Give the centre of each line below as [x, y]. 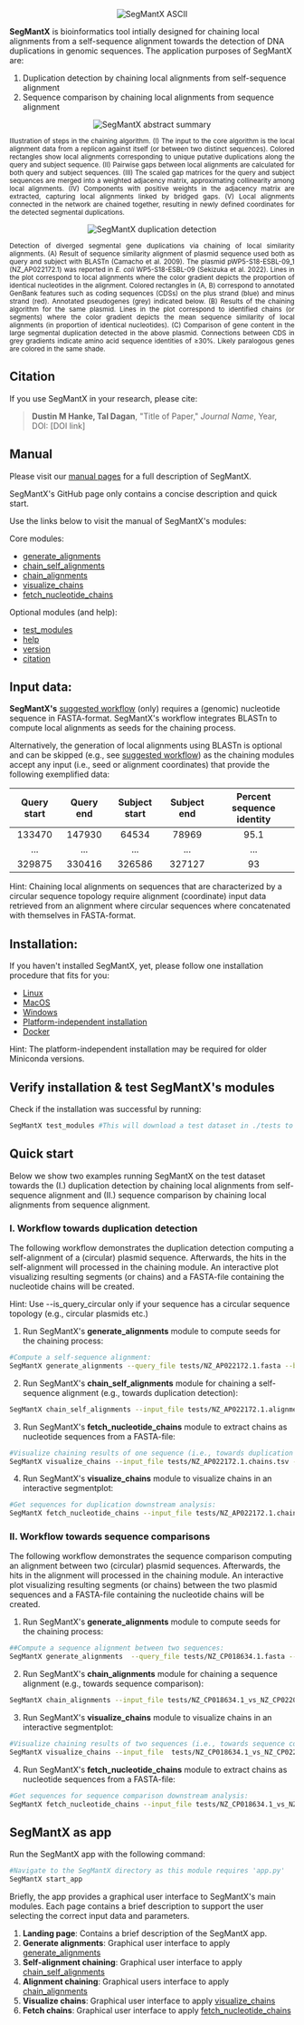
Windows [40, 1012]
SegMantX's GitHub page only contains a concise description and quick [143, 493]
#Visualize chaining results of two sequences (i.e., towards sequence [147, 1744]
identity [254, 819]
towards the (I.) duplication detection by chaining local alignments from [142, 1185]
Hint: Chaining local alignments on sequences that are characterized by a [146, 887]
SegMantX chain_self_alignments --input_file [96, 1410]
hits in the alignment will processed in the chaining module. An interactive [147, 1575]
